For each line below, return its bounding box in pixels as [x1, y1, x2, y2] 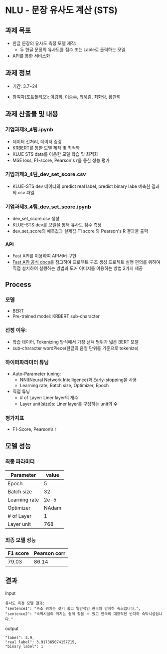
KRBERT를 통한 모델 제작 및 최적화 [12, 145, 80, 151]
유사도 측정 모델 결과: [5, 600, 45, 606]
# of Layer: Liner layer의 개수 [19, 394, 79, 401]
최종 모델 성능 [5, 536, 36, 543]
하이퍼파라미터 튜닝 [5, 359, 49, 366]
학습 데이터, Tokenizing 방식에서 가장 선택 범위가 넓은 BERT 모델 [12, 339, 139, 345]
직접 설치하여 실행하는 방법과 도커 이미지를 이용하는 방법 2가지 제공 [12, 265, 143, 271]
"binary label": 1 [5, 644, 43, 649]
